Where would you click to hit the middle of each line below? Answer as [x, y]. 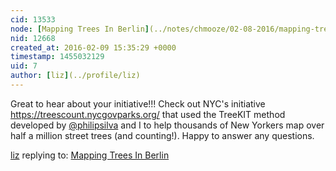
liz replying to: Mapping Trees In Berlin [90, 155]
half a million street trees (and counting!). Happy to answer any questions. [162, 135]
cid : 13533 [33, 19]
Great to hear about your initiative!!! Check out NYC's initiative [138, 103]
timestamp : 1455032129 [57, 57]
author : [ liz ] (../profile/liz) [75, 76]
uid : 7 [24, 66]
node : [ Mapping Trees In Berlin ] [80, 29]
